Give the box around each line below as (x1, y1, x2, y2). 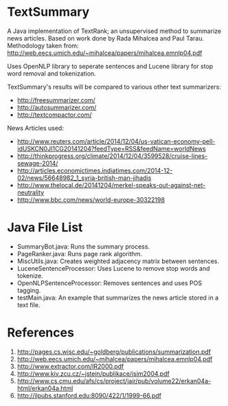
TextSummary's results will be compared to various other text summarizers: (7, 82, 222, 91)
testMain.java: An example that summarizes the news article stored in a (16, 293, 219, 302)
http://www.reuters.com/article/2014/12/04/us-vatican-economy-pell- (16, 137, 216, 145)
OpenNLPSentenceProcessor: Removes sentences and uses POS (16, 279, 203, 287)
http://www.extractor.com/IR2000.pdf (16, 362, 124, 370)
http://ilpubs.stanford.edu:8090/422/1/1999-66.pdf (16, 391, 161, 399)
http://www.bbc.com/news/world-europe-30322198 (16, 195, 165, 203)
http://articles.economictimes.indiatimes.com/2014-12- (16, 166, 173, 174)
